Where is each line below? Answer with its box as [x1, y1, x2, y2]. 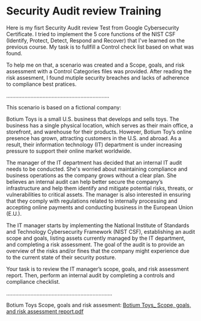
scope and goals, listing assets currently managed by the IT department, [6, 234, 186, 242]
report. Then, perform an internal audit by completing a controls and [6, 272, 175, 279]
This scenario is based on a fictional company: [6, 103, 122, 111]
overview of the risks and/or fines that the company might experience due [6, 247, 190, 254]
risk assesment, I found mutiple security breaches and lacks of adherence [6, 74, 190, 81]
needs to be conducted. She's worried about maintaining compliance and [6, 165, 188, 173]
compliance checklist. [6, 278, 61, 285]
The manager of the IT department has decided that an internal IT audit [6, 159, 182, 166]
